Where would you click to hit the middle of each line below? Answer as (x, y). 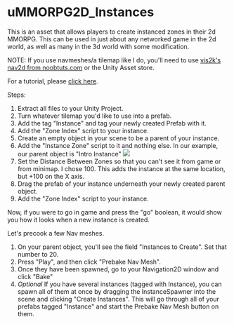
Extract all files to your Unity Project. (70, 108)
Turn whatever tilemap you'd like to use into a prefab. (95, 116)
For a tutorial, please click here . (53, 81)
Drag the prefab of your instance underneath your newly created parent (121, 184)
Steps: (17, 95)
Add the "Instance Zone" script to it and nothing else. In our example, (118, 145)
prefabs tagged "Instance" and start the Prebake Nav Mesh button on (118, 306)
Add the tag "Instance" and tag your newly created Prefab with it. (112, 123)
